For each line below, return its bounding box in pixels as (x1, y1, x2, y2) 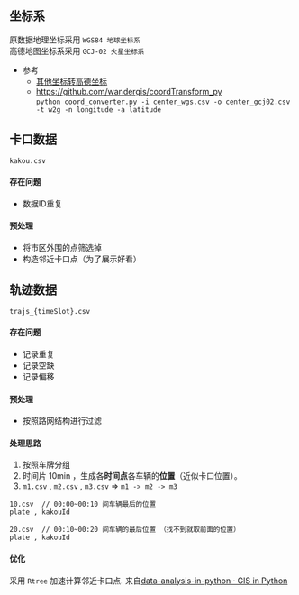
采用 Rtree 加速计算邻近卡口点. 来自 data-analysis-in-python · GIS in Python (9, 575, 288, 586)
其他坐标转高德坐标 (35, 76, 108, 87)
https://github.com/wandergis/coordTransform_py (35, 86, 222, 96)
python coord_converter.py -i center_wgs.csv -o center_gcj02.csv (35, 97, 291, 106)
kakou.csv (9, 156, 47, 165)
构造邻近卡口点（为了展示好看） (22, 253, 141, 264)
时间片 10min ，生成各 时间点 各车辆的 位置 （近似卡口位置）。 (22, 471, 243, 481)
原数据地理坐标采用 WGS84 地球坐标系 (9, 34, 141, 45)
